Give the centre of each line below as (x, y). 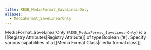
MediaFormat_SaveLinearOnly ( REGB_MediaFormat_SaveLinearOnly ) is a (75, 33)
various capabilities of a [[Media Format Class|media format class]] (73, 43)
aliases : (14, 14)
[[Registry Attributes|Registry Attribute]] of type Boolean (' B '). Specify (75, 37)
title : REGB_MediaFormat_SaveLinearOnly (47, 9)
